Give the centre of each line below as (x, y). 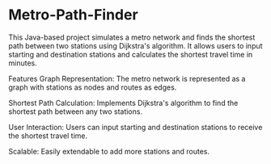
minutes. (23, 63)
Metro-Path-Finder (74, 15)
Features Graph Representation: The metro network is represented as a (127, 78)
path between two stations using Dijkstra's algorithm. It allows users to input (135, 45)
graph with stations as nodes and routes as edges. (93, 87)
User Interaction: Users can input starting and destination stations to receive (135, 127)
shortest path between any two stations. (76, 111)
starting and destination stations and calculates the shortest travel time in (131, 54)
